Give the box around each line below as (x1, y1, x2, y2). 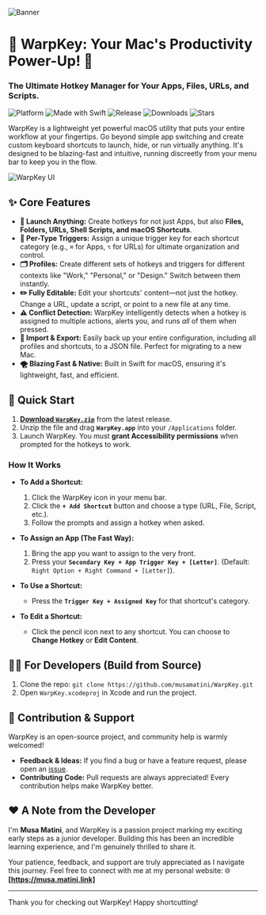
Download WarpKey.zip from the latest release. (19, 415, 173, 424)
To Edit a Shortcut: (19, 611, 83, 622)
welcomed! (8, 741, 45, 750)
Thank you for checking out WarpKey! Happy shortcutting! (8, 897, 199, 907)
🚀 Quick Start (8, 393, 75, 407)
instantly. (19, 279, 50, 289)
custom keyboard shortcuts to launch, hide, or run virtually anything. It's (8, 140, 244, 150)
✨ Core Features (8, 195, 91, 209)
